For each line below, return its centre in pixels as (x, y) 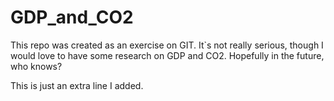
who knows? (36, 66)
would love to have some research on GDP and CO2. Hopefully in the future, (167, 55)
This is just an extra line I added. (77, 85)
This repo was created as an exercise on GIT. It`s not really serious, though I (167, 45)
